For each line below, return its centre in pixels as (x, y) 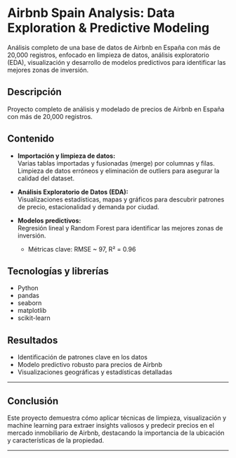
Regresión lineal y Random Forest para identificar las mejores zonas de (120, 228)
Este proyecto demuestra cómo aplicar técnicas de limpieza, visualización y (117, 418)
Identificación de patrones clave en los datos (82, 357)
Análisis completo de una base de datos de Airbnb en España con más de (114, 47)
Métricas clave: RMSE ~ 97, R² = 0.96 (82, 249)
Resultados (33, 340)
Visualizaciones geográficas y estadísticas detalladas (95, 372)
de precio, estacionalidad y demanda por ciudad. (88, 206)
